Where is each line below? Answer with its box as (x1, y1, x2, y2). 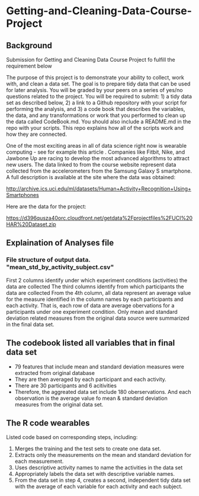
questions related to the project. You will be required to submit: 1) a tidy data (6, 93, 192, 100)
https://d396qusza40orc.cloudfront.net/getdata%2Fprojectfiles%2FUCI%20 (6, 215, 193, 221)
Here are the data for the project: (6, 203, 87, 210)
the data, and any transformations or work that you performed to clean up (6, 112, 187, 119)
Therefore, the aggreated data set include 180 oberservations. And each (14, 388, 191, 395)
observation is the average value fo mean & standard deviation (14, 395, 168, 402)
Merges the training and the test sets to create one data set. (14, 445, 161, 452)
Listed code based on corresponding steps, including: (6, 434, 138, 441)
